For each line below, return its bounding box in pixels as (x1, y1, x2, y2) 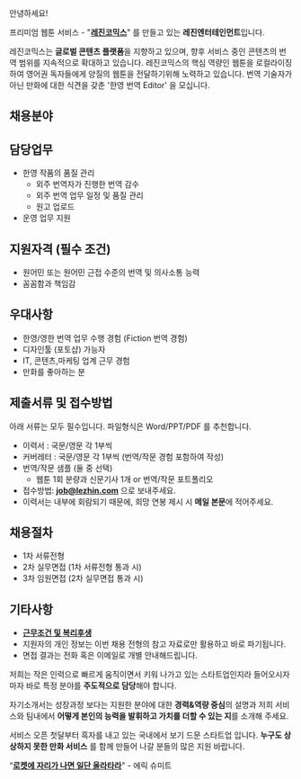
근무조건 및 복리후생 (22, 628, 93, 639)
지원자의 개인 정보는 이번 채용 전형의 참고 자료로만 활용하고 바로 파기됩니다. (22, 639, 287, 649)
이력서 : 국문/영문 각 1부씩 (22, 440, 113, 451)
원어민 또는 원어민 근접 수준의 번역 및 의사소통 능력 (22, 267, 200, 278)
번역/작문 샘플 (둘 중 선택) (22, 462, 113, 473)
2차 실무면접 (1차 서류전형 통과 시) (22, 561, 142, 573)
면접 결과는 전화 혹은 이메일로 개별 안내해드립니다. (22, 650, 198, 661)
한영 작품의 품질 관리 (22, 167, 95, 178)
